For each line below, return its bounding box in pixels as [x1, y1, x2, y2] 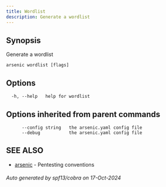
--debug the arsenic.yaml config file [21, 129, 143, 136]
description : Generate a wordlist [6, 14, 91, 20]
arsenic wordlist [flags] [6, 62, 69, 68]
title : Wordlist [6, 8, 46, 15]
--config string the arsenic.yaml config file [21, 125, 143, 130]
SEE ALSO [6, 146, 44, 156]
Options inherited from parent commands [6, 109, 161, 119]
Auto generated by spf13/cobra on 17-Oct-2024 [6, 174, 122, 181]
